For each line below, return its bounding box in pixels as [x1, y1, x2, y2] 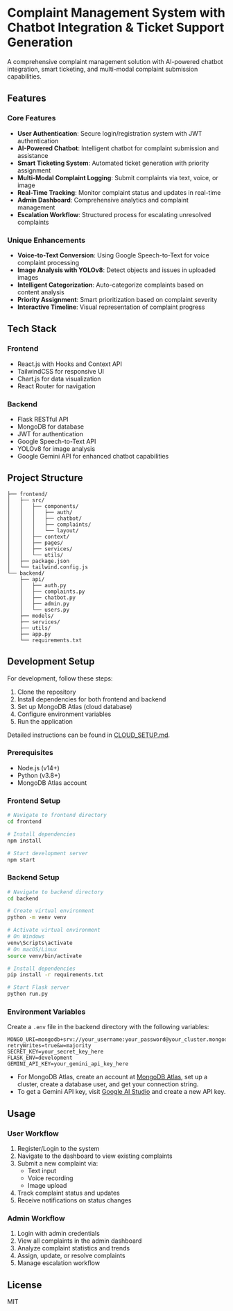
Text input [27, 1167, 57, 1175]
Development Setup [7, 655, 95, 667]
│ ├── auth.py [19, 582, 67, 589]
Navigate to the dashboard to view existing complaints [17, 1152, 173, 1160]
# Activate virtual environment [7, 927, 101, 934]
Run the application [17, 717, 73, 725]
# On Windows [7, 933, 45, 940]
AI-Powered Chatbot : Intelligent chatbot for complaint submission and [17, 144, 219, 152]
